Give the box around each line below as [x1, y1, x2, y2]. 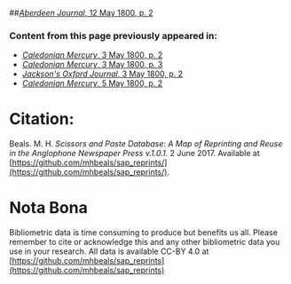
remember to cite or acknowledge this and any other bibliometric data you [9, 237, 280, 248]
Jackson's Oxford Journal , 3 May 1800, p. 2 [21, 68, 184, 79]
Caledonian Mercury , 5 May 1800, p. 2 [21, 78, 162, 89]
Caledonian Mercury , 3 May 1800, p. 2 [21, 50, 163, 60]
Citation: [9, 109, 75, 130]
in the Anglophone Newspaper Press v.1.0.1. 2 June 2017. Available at [9, 148, 260, 159]
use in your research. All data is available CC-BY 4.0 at [9, 246, 209, 256]
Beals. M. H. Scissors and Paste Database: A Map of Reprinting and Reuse [9, 138, 283, 149]
